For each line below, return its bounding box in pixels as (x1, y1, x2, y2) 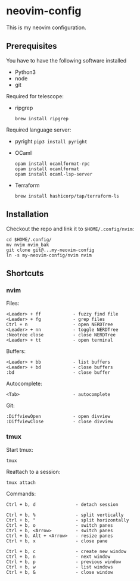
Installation (6, 210, 49, 220)
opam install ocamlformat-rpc (14, 161, 91, 167)
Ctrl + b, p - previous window (6, 558, 121, 565)
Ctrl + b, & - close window (6, 569, 113, 575)
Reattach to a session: (6, 468, 61, 475)
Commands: (6, 490, 36, 497)
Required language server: (6, 126, 71, 133)
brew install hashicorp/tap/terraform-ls (14, 193, 119, 199)
